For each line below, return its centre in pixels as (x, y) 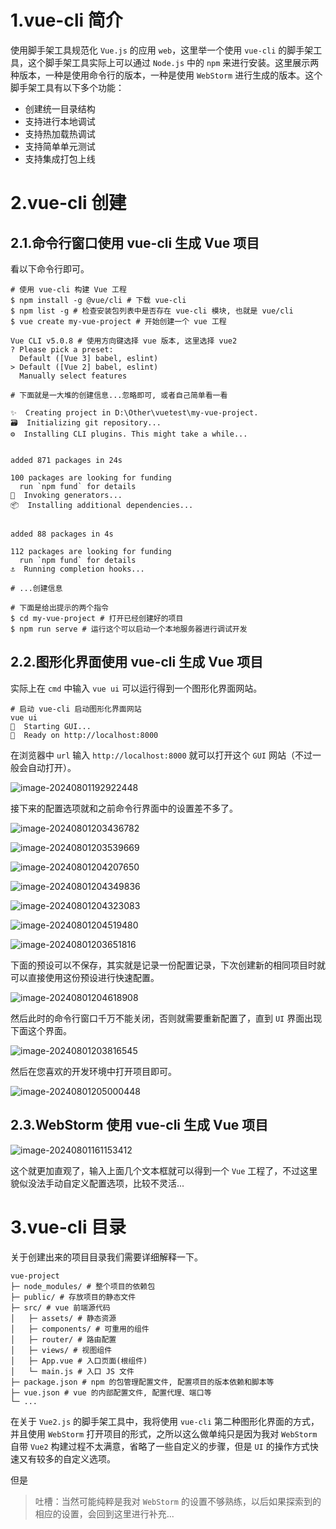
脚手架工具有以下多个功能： (67, 87)
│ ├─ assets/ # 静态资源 (63, 1318)
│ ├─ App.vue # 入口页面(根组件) (79, 1361)
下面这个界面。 (41, 1030)
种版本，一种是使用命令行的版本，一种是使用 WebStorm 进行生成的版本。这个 (166, 75)
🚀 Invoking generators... (66, 495)
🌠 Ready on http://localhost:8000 (84, 735)
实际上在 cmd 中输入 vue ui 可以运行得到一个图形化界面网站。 (136, 688)
